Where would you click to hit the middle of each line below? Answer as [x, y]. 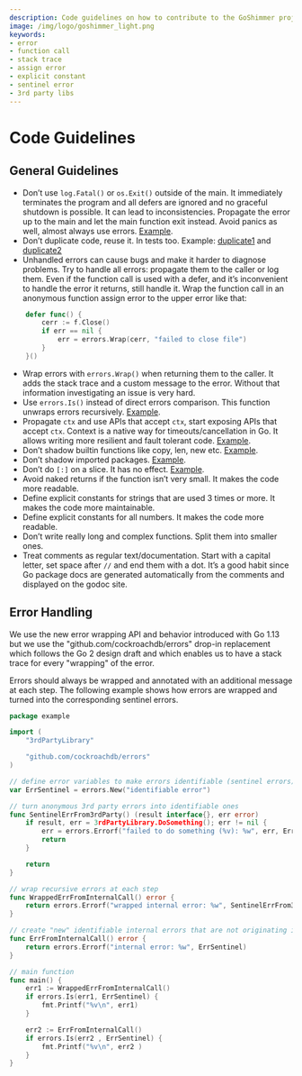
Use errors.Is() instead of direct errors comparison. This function [146, 402]
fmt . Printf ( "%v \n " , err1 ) [90, 1006]
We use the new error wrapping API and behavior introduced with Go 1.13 [145, 634]
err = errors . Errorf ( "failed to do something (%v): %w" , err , [160, 831]
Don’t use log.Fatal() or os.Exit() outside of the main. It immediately [152, 192]
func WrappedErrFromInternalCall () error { [92, 898]
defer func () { [54, 315]
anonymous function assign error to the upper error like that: [134, 297]
